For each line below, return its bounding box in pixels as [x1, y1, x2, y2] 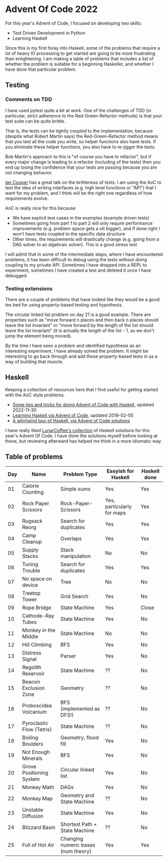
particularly [104, 503, 132, 510]
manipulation [60, 553, 91, 560]
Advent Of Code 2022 [5, 4, 98, 15]
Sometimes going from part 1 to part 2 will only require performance [12, 220, 152, 226]
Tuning [22, 561, 38, 568]
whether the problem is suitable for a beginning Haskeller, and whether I [5, 61, 154, 67]
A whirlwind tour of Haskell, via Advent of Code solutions [12, 417, 130, 423]
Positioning [22, 769, 48, 776]
